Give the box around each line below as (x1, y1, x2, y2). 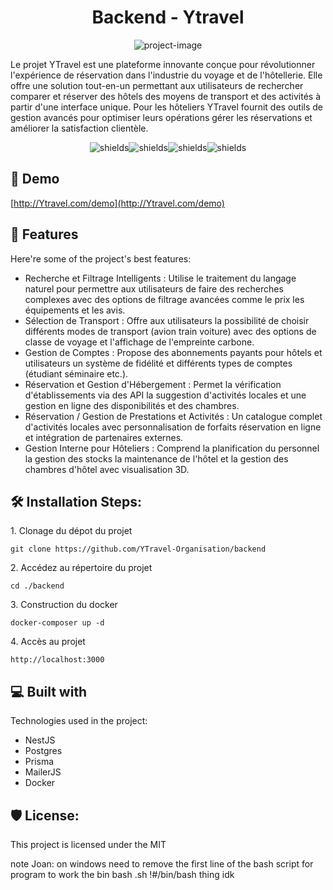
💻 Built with (10, 683, 88, 700)
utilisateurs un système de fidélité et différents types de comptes (24, 357, 293, 369)
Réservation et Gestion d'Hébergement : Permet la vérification (24, 378, 282, 390)
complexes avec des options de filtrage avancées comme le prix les (24, 293, 305, 305)
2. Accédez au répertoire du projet (10, 562, 153, 574)
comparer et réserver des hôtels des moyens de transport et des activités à (10, 90, 322, 102)
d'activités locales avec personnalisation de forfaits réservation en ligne (24, 421, 322, 433)
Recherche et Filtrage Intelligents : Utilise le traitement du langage (24, 272, 297, 284)
